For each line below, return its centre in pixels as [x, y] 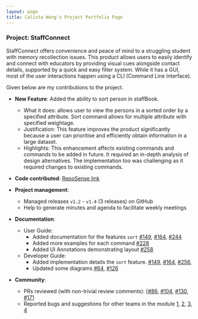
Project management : [42, 189]
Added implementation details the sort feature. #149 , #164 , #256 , [112, 262]
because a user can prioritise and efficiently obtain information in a [105, 135]
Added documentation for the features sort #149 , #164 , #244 [107, 237]
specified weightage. [49, 123]
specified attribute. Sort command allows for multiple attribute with [105, 117]
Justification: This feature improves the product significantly [97, 129]
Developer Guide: [45, 256]
